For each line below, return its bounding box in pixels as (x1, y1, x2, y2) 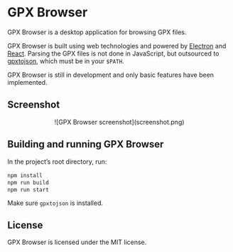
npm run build (7, 179, 50, 186)
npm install (7, 172, 43, 179)
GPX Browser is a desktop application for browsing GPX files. (7, 28, 187, 36)
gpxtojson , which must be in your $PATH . (7, 56, 124, 65)
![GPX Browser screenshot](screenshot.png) (54, 117, 185, 126)
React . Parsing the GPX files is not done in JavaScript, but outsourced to (7, 49, 220, 58)
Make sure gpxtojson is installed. (7, 199, 103, 207)
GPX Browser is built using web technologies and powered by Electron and (7, 41, 227, 50)
